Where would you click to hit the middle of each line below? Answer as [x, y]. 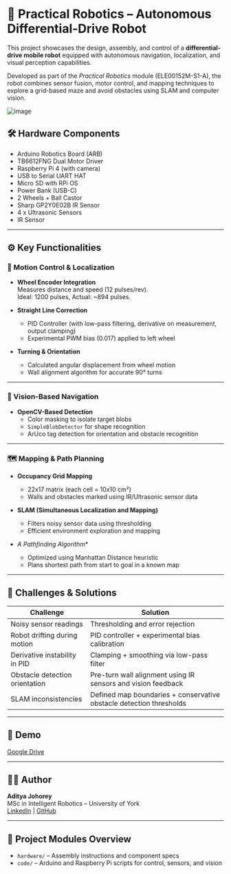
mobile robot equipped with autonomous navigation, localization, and [122, 55]
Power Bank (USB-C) [47, 190]
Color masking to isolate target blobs [79, 419]
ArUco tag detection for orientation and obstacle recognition [113, 434]
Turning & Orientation [48, 352]
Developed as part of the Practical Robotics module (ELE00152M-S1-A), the [114, 76]
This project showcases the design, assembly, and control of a [96, 48]
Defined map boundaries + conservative [155, 694]
